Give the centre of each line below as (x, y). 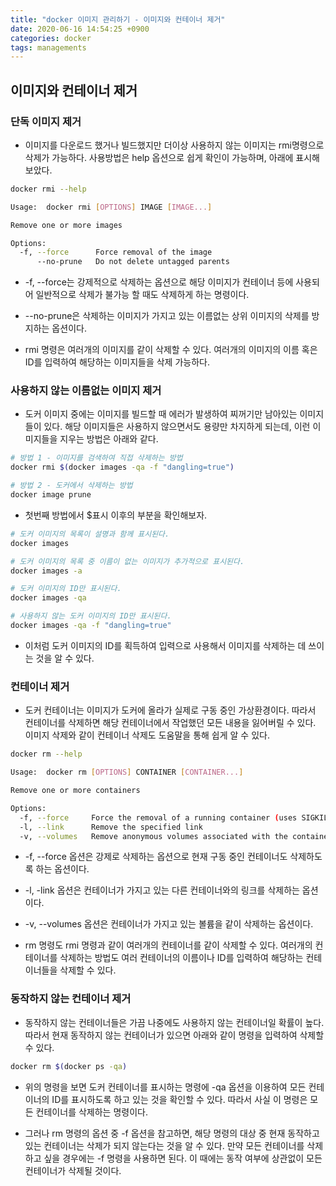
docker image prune (51, 495)
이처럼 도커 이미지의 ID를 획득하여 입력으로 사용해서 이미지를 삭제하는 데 (165, 645)
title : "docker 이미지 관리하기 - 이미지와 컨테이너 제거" (118, 19)
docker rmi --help (48, 189)
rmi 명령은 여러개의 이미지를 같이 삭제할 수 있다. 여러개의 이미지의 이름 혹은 (171, 350)
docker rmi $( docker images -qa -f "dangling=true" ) (122, 467)
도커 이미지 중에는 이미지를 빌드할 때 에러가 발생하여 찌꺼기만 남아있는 (161, 414)
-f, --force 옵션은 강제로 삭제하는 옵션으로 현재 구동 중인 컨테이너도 (156, 857)
